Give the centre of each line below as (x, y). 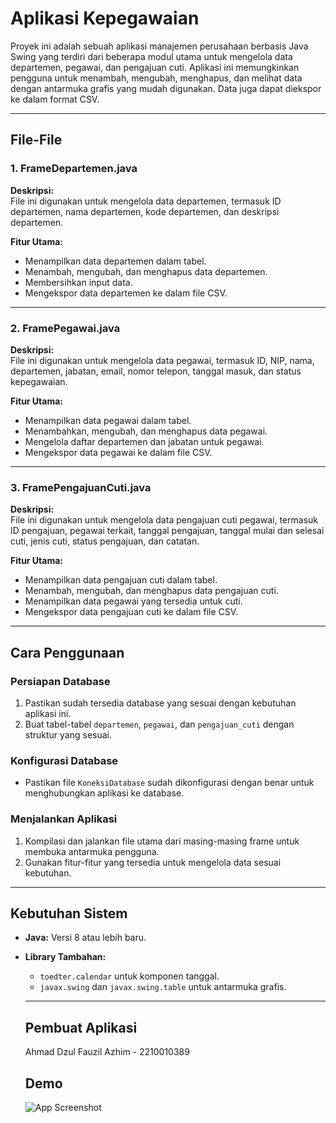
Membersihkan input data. (78, 282)
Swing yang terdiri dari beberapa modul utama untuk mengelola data (151, 56)
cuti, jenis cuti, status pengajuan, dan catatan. (105, 541)
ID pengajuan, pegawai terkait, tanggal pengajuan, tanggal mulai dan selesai (167, 531)
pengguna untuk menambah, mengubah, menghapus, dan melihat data (156, 78)
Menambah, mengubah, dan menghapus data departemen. (146, 271)
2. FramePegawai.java (65, 328)
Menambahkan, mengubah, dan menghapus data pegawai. (146, 431)
